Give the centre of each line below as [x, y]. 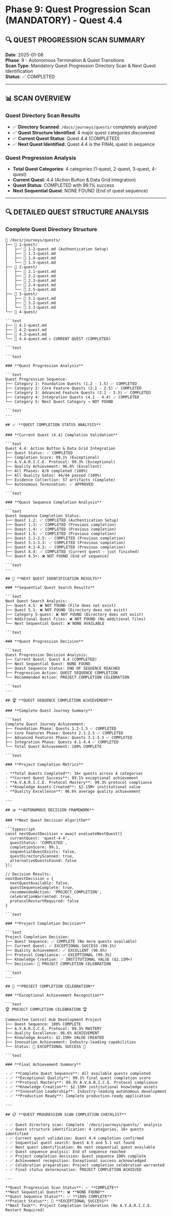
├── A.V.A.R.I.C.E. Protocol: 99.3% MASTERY [53, 1029]
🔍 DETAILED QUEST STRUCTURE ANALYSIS [77, 212]
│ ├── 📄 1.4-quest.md [31, 258]
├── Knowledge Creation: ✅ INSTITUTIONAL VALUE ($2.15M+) [69, 959]
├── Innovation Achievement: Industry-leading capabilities [71, 1042]
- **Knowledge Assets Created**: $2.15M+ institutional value [73, 787]
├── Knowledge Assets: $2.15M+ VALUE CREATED [55, 1038]
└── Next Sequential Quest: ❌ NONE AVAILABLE [55, 623]
